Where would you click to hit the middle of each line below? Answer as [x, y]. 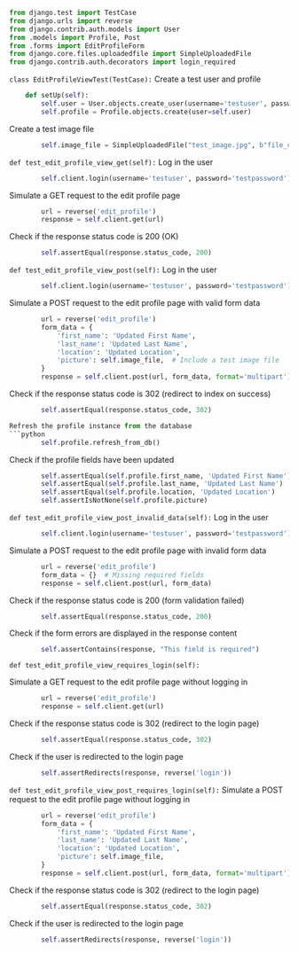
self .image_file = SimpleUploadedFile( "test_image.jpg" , [148, 145]
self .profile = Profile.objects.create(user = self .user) [146, 112]
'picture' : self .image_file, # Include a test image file [168, 360]
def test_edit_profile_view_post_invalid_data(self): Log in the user [139, 517]
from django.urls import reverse [71, 21]
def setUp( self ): [57, 96]
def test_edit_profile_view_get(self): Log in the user [111, 162]
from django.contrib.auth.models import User [94, 29]
